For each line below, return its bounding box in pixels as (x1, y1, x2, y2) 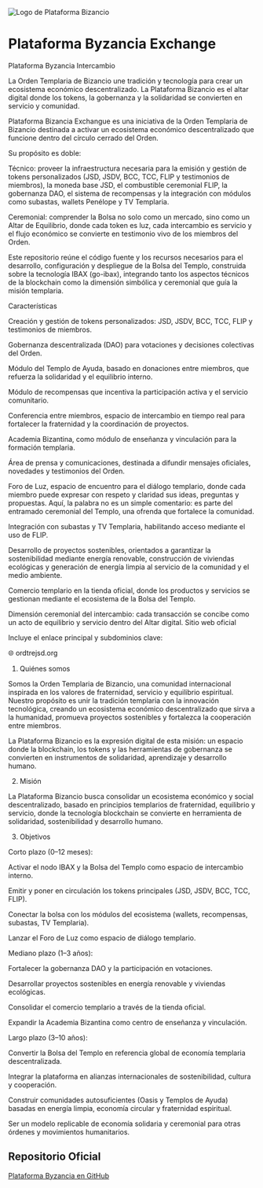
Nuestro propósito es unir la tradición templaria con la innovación (8, 696, 220, 705)
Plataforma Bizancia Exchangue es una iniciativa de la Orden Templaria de (8, 116, 248, 126)
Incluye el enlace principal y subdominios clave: (8, 633, 163, 642)
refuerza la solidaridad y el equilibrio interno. (8, 372, 153, 381)
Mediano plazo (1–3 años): (8, 948, 93, 958)
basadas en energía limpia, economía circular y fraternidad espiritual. (8, 1103, 232, 1113)
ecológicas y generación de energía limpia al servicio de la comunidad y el (8, 562, 250, 572)
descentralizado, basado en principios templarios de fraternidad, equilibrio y (8, 800, 256, 809)
